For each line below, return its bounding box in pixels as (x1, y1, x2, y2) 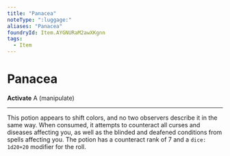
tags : (7, 36, 23, 42)
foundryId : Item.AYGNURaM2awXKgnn (7, 29, 106, 36)
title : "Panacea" (7, 10, 57, 17)
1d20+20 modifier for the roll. (7, 142, 87, 151)
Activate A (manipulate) (7, 94, 75, 102)
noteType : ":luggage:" (7, 16, 72, 23)
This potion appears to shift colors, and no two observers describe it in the (7, 114, 218, 122)
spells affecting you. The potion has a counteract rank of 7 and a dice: (7, 135, 207, 144)
